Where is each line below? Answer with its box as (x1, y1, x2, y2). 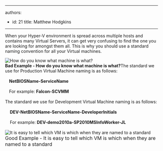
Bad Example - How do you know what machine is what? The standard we (5, 63, 155, 68)
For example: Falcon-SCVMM (9, 89, 69, 94)
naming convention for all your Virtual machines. (5, 48, 102, 54)
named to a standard (5, 141, 52, 148)
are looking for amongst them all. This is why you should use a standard (5, 43, 149, 49)
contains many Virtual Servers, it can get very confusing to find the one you (5, 38, 157, 44)
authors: (5, 10, 22, 15)
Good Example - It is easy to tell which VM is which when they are (5, 135, 156, 141)
